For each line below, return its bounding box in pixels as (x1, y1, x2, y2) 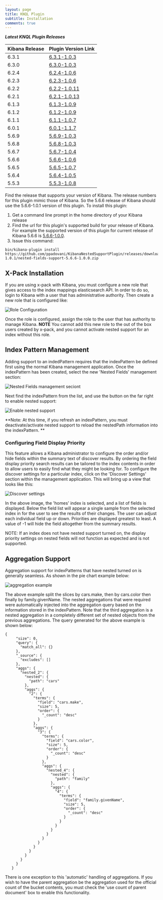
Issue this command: (12, 238, 54, 244)
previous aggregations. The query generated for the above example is (5, 617, 145, 623)
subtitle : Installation (5, 16, 53, 21)
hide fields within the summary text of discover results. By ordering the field (5, 456, 157, 461)
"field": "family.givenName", (64, 798, 125, 802)
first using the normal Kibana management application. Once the (5, 364, 134, 370)
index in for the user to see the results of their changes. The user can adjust (5, 510, 157, 516)
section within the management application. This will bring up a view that (5, 476, 151, 482)
